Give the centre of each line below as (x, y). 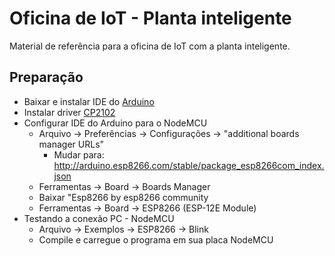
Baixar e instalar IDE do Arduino (89, 101)
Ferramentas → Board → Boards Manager (124, 186)
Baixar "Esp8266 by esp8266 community (123, 197)
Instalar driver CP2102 (69, 112)
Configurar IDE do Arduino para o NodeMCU (115, 123)
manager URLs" (71, 144)
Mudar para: (79, 154)
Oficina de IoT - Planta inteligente (150, 18)
